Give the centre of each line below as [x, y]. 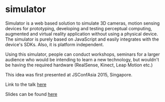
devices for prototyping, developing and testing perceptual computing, [79, 28]
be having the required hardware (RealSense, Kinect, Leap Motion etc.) [79, 65]
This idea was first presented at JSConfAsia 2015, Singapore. [69, 74]
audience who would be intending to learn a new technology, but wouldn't [82, 59]
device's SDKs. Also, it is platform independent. [55, 44]
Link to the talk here [26, 84]
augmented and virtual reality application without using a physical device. [82, 34]
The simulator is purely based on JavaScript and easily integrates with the [82, 39]
